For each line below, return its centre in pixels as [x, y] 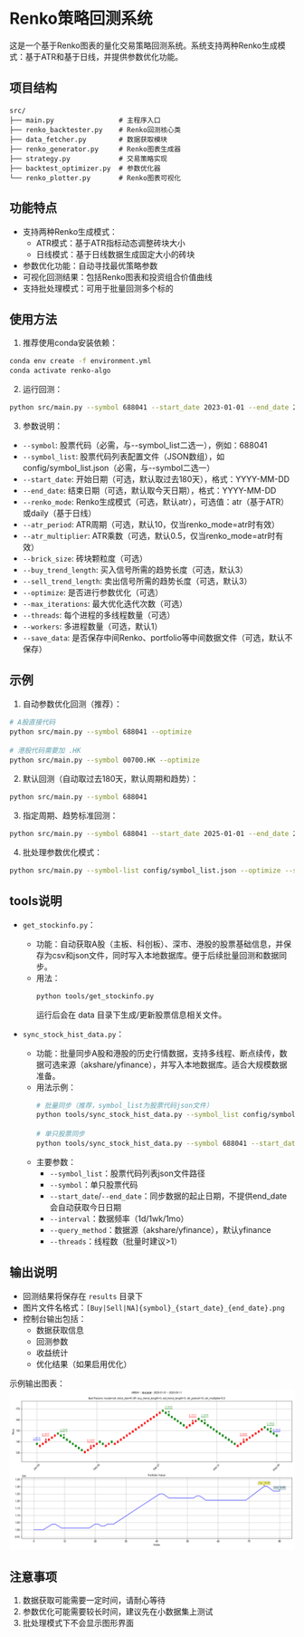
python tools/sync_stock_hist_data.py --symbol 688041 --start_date [168, 1143]
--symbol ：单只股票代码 [94, 1184]
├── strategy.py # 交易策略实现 [88, 159]
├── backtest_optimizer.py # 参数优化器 [85, 169]
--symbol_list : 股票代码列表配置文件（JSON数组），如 [123, 457]
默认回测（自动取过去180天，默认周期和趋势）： [110, 779]
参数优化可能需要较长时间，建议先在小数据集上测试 [118, 1612]
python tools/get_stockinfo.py [95, 996]
